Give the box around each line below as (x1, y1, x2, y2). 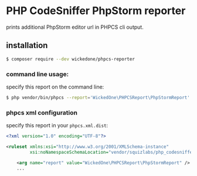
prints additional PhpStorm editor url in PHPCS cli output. (6, 23, 144, 31)
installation (6, 40, 48, 50)
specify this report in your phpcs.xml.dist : (6, 122, 108, 129)
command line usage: (6, 70, 69, 78)
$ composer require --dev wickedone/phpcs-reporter (6, 56, 135, 62)
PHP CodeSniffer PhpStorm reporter (6, 4, 186, 18)
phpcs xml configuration (6, 109, 78, 117)
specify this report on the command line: (6, 83, 104, 90)
